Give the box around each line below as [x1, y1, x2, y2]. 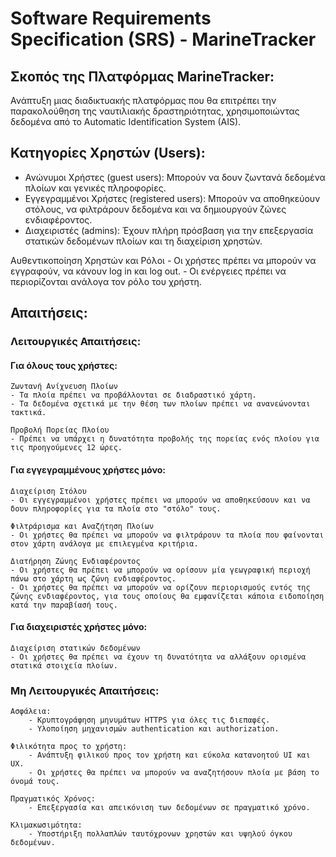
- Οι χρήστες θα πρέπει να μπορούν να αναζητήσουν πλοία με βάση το [28, 768, 320, 778]
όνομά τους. [10, 777, 60, 787]
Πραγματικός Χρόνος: [10, 794, 97, 804]
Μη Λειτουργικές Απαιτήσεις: [10, 683, 160, 697]
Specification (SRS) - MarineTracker [10, 28, 317, 51]
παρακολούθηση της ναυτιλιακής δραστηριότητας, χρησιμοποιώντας [10, 105, 300, 117]
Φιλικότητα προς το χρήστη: [10, 742, 128, 752]
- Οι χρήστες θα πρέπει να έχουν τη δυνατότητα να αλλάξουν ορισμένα [10, 652, 307, 662]
